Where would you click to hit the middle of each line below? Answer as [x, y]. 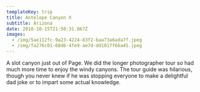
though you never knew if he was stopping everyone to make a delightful [97, 76]
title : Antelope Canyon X [39, 18]
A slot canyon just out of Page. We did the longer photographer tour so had [100, 63]
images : [16, 34]
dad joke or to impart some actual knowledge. [64, 82]
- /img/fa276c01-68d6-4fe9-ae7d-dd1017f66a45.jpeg [77, 46]
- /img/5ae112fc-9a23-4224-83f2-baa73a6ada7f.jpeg [77, 40]
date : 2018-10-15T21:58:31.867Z [47, 29]
